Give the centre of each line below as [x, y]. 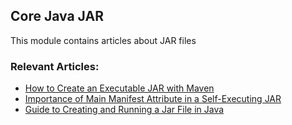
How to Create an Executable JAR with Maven [119, 88]
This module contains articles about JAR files [103, 40]
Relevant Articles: [55, 66]
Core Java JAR [57, 16]
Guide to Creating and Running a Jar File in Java [124, 110]
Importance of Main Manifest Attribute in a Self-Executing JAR [153, 99]
